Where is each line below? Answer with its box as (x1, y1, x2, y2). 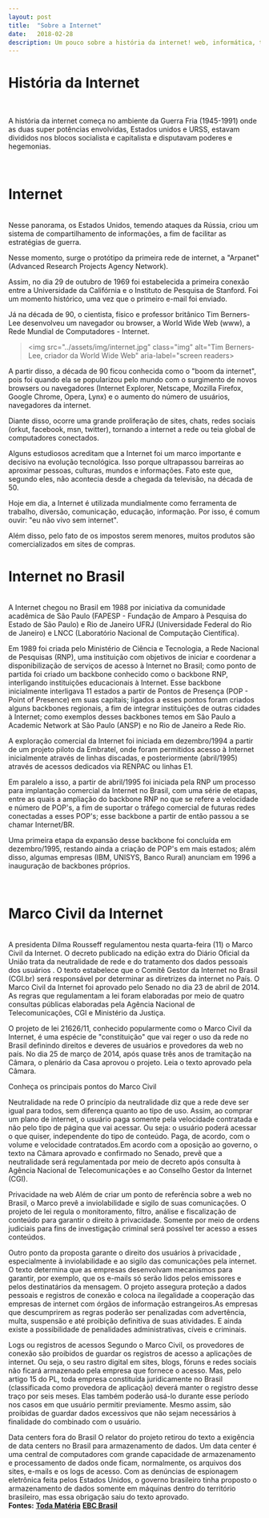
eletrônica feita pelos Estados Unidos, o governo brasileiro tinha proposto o (8, 1475, 258, 1484)
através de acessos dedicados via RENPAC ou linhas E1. (8, 762, 194, 771)
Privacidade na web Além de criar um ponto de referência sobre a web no (8, 1190, 252, 1199)
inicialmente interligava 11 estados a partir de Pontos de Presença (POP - (8, 686, 249, 696)
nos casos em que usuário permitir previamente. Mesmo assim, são (8, 1400, 232, 1409)
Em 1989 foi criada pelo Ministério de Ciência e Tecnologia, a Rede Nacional (8, 644, 259, 653)
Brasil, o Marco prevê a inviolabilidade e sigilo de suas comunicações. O (8, 1199, 247, 1207)
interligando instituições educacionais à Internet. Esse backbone (8, 678, 222, 688)
